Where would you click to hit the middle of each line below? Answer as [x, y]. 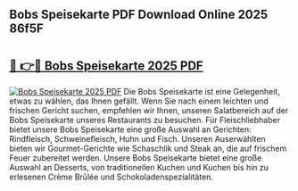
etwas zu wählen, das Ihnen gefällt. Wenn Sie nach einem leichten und [139, 101]
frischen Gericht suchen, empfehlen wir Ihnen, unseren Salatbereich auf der [149, 110]
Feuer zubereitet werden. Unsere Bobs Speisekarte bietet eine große [136, 158]
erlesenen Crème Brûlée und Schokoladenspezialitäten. [112, 177]
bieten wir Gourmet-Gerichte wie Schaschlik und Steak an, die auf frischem [148, 148]
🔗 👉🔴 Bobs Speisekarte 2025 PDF [106, 66]
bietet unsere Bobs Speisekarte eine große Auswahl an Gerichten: [130, 129]
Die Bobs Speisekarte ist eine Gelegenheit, [202, 91]
